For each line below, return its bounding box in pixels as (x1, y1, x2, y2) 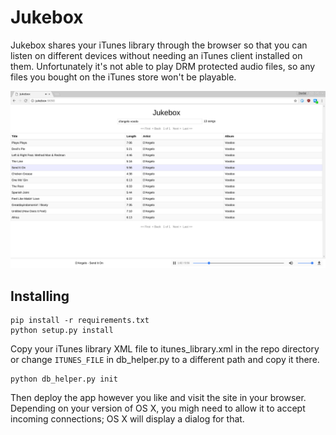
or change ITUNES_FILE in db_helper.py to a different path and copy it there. (10, 354, 320, 366)
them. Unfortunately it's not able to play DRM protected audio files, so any (10, 60, 316, 72)
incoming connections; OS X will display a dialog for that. (10, 413, 245, 425)
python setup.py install (10, 326, 114, 336)
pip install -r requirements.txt (10, 316, 150, 326)
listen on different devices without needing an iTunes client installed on (10, 49, 303, 61)
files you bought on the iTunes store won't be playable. (10, 71, 237, 83)
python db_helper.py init (10, 374, 118, 385)
